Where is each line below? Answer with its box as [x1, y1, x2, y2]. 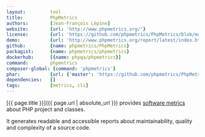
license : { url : [6, 32, 64, 38]
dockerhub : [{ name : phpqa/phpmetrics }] [6, 54, 121, 60]
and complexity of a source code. [6, 124, 91, 131]
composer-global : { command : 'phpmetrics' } [6, 65, 116, 72]
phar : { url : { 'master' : [6, 71, 95, 77]
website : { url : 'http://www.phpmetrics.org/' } [6, 26, 146, 32]
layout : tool [6, 9, 62, 15]
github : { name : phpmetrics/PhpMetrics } [6, 43, 130, 49]
